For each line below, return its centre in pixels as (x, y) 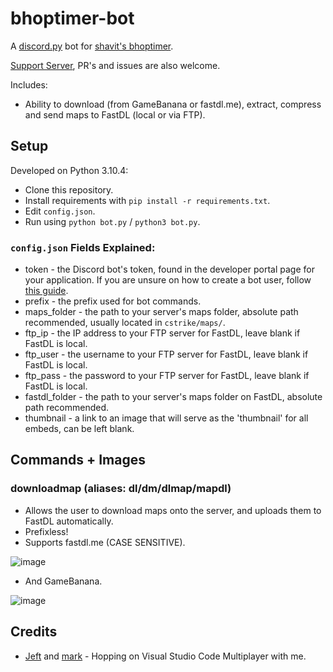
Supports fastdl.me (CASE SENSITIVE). (105, 542)
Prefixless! (46, 531)
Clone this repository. (69, 189)
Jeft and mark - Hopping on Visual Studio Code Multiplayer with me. (165, 656)
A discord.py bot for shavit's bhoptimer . (92, 46)
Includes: (29, 84)
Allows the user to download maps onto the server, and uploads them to (173, 510)
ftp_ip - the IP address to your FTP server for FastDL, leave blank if (162, 333)
